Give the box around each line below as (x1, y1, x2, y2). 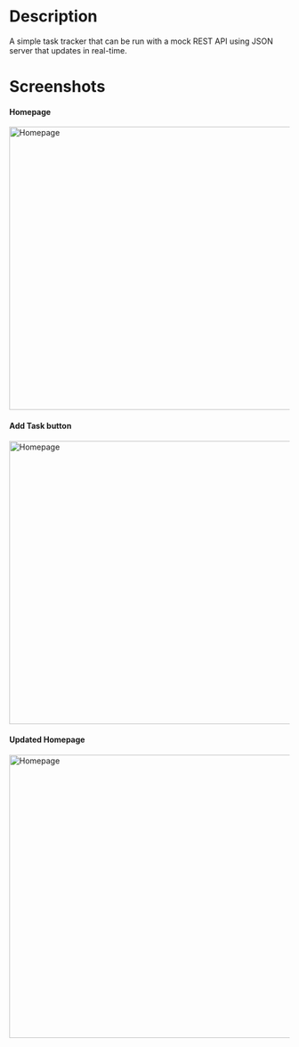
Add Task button (9, 420, 72, 431)
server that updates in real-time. (9, 45, 127, 55)
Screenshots (9, 77, 106, 97)
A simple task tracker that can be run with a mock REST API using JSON (9, 36, 273, 46)
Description (9, 6, 98, 27)
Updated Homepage (9, 734, 85, 746)
